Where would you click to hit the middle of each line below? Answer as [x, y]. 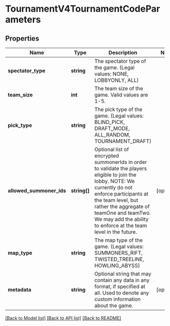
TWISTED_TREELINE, [119, 259]
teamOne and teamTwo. [122, 213]
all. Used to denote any [122, 293]
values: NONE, [112, 74]
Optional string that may [123, 274]
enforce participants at [121, 194]
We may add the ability [121, 219]
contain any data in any [122, 280]
